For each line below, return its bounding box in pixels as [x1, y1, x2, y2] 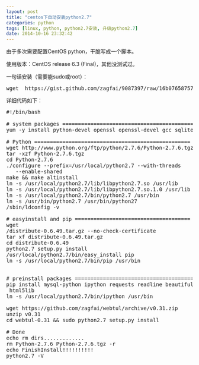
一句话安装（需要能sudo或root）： [6, 73, 88, 80]
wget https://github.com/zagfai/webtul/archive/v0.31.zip [6, 305, 178, 312]
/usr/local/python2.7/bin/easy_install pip [6, 251, 134, 259]
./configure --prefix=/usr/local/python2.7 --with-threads [6, 162, 182, 169]
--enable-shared [15, 168, 63, 175]
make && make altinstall [6, 174, 78, 181]
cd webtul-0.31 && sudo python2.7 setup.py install [6, 317, 160, 324]
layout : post [6, 8, 38, 15]
